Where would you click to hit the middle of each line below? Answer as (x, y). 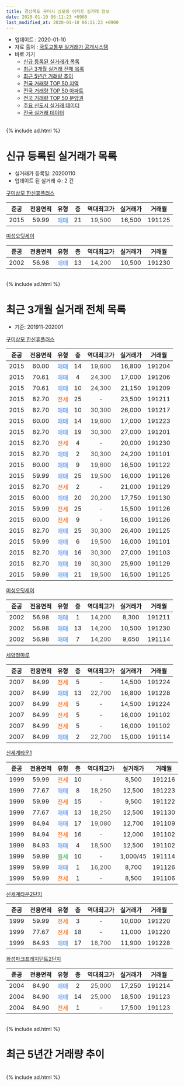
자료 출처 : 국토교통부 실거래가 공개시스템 (61, 47)
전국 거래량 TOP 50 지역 (51, 84)
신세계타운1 (19, 753)
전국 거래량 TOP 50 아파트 (53, 91)
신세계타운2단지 (24, 894)
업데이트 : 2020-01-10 (40, 40)
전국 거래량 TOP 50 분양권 (53, 98)
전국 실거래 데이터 (44, 113)
